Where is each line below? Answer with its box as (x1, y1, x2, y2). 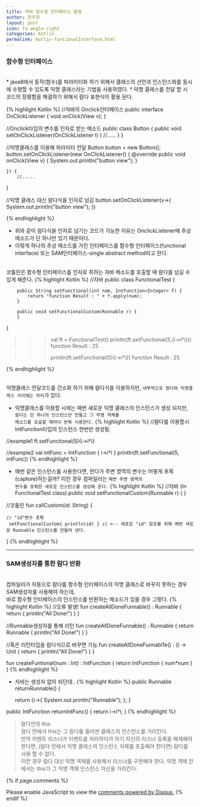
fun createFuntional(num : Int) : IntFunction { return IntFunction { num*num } (6, 659, 193, 666)
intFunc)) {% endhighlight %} (6, 455, 78, 463)
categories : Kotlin (6, 31, 55, 37)
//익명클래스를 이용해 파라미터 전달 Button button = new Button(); (6, 144, 161, 151)
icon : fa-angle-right (6, 25, 60, 32)
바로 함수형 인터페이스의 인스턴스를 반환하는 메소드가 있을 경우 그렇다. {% (6, 595, 177, 603)
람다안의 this (20, 720, 51, 727)
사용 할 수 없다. (20, 750, 56, 757)
